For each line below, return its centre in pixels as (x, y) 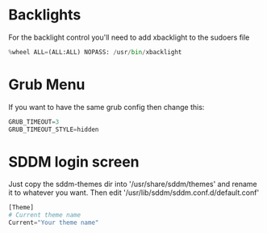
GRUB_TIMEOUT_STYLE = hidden (54, 129)
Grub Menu (47, 85)
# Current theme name (45, 215)
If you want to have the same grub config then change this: (106, 107)
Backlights (45, 15)
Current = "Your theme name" (54, 223)
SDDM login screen (74, 161)
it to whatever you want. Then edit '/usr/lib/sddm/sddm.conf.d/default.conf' (134, 193)
